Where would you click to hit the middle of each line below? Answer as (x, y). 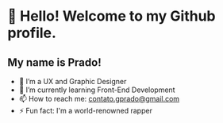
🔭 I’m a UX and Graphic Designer (73, 81)
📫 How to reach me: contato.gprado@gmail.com (99, 99)
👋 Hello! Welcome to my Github (111, 16)
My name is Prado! (55, 62)
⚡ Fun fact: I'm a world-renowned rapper (85, 111)
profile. (32, 33)
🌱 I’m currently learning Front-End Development (97, 90)
